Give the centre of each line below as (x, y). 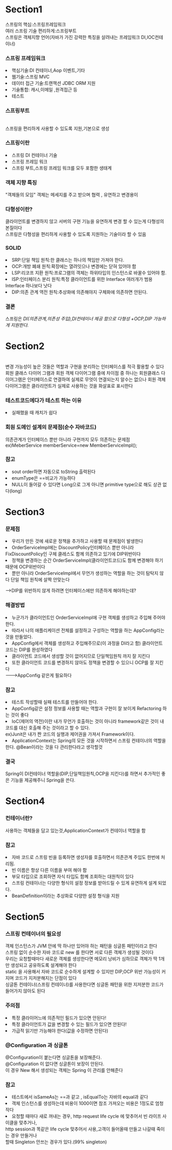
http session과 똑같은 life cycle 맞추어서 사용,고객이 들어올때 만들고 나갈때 (80, 1129)
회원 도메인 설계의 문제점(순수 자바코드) (51, 427)
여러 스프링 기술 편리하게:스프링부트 (41, 31)
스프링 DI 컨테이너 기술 (35, 155)
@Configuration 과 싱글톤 (37, 1045)
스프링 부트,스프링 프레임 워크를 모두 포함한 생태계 (62, 168)
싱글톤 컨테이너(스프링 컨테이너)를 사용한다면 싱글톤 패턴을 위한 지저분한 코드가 (84, 984)
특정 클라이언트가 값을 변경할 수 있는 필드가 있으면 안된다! (69, 1024)
